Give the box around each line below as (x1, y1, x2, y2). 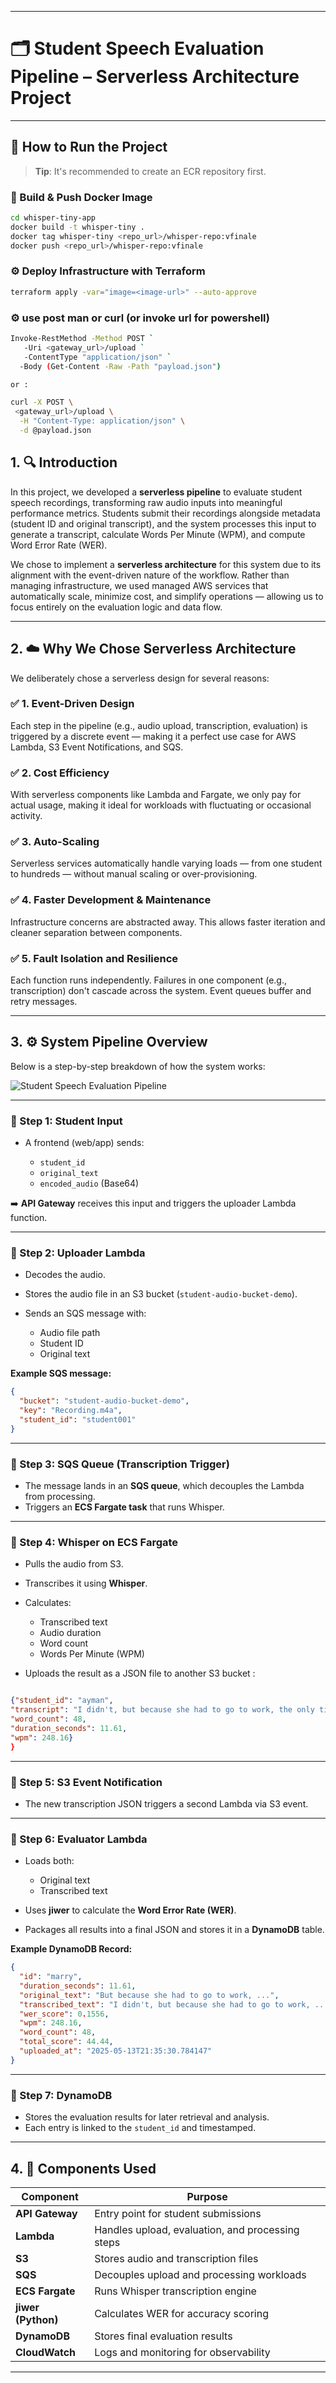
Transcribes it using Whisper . (24, 1577, 148, 1590)
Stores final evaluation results (94, 2329, 233, 2343)
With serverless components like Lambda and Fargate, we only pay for (10, 789, 302, 801)
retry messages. (10, 996, 78, 1007)
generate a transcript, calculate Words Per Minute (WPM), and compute (10, 528, 306, 540)
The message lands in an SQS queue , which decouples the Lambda (24, 1480, 305, 1492)
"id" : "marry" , (19, 1972, 83, 1982)
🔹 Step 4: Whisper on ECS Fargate (10, 1536, 179, 1549)
